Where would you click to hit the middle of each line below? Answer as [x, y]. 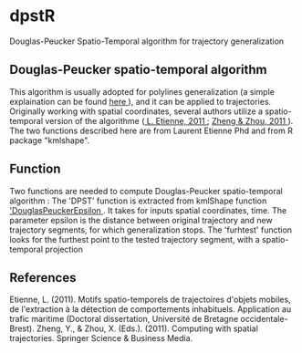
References [43, 278]
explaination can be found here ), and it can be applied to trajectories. [141, 101]
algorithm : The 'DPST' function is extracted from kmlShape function [138, 201]
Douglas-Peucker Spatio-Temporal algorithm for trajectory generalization [147, 41]
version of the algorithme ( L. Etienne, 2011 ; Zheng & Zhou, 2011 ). [169, 120]
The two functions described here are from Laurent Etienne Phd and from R [151, 130]
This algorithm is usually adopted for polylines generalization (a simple [142, 91]
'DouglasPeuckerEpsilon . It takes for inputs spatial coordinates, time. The [148, 210]
